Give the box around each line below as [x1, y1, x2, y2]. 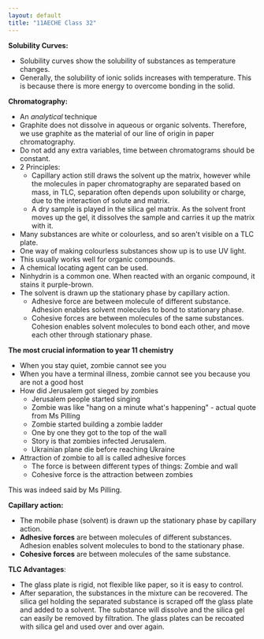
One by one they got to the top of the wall [31, 427, 167, 437]
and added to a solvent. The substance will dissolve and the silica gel [19, 605, 245, 615]
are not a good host [19, 377, 84, 387]
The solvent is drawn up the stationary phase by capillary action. [19, 288, 230, 297]
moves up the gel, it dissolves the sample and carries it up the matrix [31, 212, 255, 222]
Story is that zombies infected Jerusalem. [31, 436, 167, 445]
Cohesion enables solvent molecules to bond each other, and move [31, 321, 251, 331]
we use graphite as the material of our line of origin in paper [19, 128, 214, 138]
